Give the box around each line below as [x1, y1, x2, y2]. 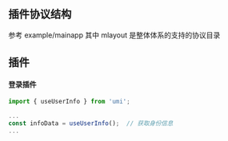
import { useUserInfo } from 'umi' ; [8, 98, 130, 106]
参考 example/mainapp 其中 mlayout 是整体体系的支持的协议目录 [8, 30, 221, 40]
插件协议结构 [8, 7, 72, 22]
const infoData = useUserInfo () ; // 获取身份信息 [8, 119, 174, 127]
